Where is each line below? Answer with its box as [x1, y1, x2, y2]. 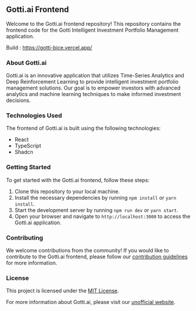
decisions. [6, 97, 31, 104]
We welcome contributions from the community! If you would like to [6, 247, 169, 254]
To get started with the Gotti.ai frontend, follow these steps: [6, 176, 150, 183]
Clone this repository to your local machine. [14, 187, 120, 195]
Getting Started [6, 163, 51, 172]
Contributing [6, 234, 43, 242]
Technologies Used [6, 111, 63, 119]
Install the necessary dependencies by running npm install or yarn [14, 194, 177, 201]
